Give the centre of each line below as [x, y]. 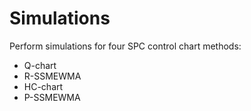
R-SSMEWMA [52, 76]
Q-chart [40, 65]
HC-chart [43, 86]
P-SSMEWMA [52, 97]
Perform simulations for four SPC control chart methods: [125, 46]
